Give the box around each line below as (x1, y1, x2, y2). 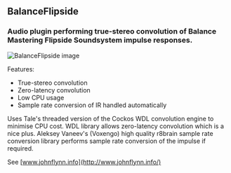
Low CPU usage (17, 93, 65, 102)
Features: (7, 64, 35, 73)
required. (7, 144, 34, 153)
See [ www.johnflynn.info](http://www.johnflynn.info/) (7, 158, 161, 166)
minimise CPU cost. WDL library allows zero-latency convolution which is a (7, 122, 225, 130)
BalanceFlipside (7, 6, 79, 18)
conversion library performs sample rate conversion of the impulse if (7, 137, 206, 145)
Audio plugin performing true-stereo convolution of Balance (7, 27, 216, 36)
